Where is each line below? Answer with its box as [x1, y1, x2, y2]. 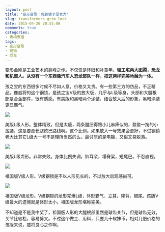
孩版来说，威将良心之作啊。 [5, 222, 61, 228]
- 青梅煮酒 [5, 35, 25, 40]
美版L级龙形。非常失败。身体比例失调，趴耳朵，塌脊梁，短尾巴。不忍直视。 [5, 153, 158, 160]
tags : [5, 39, 16, 44]
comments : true [5, 26, 36, 30]
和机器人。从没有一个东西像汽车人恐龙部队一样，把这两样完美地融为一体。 [5, 73, 156, 79]
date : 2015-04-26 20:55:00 [5, 21, 60, 26]
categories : [5, 30, 29, 35]
